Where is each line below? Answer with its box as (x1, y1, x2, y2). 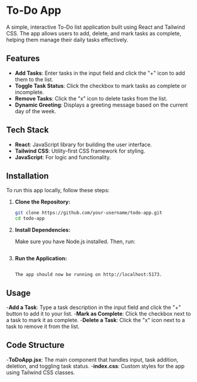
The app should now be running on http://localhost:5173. (14, 272, 162, 278)
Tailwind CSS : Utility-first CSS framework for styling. (14, 147, 146, 154)
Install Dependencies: (14, 226, 70, 234)
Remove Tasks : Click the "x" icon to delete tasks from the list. (14, 95, 168, 102)
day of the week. (14, 107, 57, 114)
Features (6, 53, 40, 63)
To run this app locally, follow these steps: (6, 187, 110, 194)
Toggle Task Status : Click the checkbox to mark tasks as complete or (14, 82, 187, 89)
